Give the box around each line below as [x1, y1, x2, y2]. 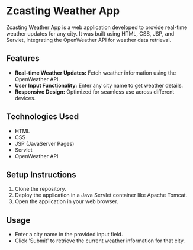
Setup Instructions [6, 169, 76, 180]
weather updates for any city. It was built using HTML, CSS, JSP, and [6, 30, 175, 37]
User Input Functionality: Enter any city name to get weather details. [14, 82, 184, 89]
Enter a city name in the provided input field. [14, 231, 123, 238]
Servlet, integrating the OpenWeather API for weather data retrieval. [6, 36, 172, 43]
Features [6, 53, 40, 63]
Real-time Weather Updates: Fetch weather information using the [14, 69, 176, 76]
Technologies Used [6, 111, 79, 122]
